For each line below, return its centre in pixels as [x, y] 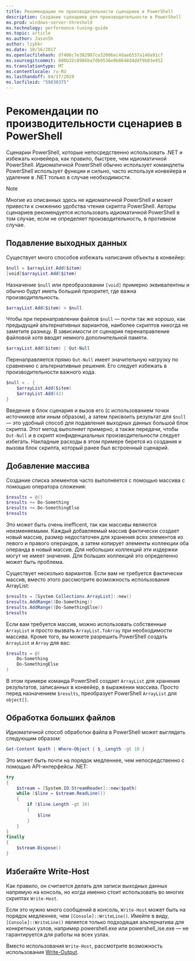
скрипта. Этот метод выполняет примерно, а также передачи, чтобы [92, 429]
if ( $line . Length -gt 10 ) [59, 805]
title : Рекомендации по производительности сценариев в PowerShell [90, 11]
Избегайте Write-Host [48, 872]
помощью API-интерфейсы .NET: [47, 766]
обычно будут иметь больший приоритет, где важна [71, 291]
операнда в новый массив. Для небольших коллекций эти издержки [92, 550]
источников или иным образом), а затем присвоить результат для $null [96, 416]
